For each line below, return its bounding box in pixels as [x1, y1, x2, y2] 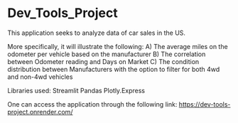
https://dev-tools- [178, 100, 231, 108]
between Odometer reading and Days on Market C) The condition [7, 57, 200, 65]
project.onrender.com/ [7, 107, 73, 116]
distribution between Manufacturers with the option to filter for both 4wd [7, 65, 220, 73]
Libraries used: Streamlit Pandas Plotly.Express [7, 86, 146, 95]
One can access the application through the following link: [7, 100, 178, 108]
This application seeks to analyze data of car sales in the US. [7, 28, 186, 37]
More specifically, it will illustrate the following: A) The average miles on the [7, 42, 229, 50]
